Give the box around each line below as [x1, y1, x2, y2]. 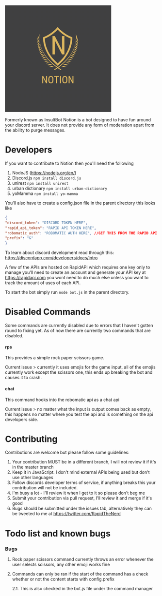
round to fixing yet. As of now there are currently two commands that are [5, 327, 151, 334]
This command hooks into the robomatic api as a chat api [5, 397, 120, 403]
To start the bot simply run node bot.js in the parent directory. [5, 289, 130, 295]
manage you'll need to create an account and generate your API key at [5, 269, 146, 275]
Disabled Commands [5, 307, 91, 317]
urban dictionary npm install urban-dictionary [12, 185, 108, 191]
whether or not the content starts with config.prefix [12, 576, 115, 582]
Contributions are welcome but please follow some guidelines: [5, 449, 130, 456]
